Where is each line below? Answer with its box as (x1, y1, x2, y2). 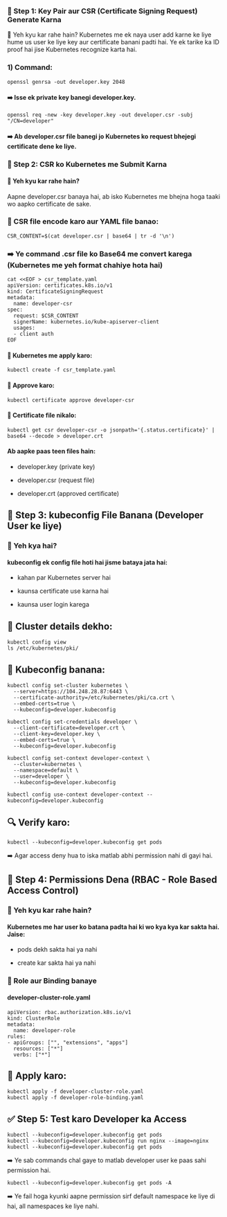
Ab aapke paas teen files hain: (7, 447, 96, 456)
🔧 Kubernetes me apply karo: (7, 351, 93, 359)
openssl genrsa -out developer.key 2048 (7, 78, 126, 85)
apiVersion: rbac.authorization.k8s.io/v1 (7, 1009, 131, 1015)
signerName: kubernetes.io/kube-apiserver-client (13, 319, 159, 326)
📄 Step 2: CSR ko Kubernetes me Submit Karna (7, 159, 167, 169)
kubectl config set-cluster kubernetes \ (7, 682, 129, 689)
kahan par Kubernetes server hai (17, 574, 111, 582)
